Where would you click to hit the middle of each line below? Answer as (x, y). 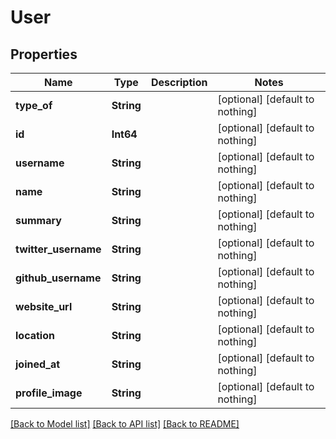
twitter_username (58, 249)
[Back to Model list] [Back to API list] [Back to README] (125, 424)
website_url (44, 306)
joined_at (38, 364)
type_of (34, 105)
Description (179, 82)
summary (38, 220)
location (35, 335)
